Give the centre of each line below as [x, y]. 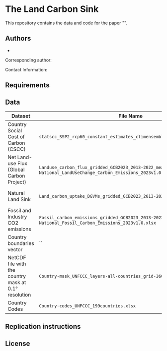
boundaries [21, 243]
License [18, 343]
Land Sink [19, 199]
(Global [16, 170]
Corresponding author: [29, 60]
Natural [16, 193]
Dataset [21, 116]
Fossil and [19, 210]
